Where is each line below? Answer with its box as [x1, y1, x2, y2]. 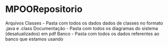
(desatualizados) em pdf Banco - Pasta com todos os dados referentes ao [5, 30, 159, 36]
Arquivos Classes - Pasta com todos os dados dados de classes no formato [5, 20, 163, 26]
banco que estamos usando [5, 36, 63, 42]
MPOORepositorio [5, 3, 82, 15]
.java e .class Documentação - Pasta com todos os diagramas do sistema [5, 25, 158, 31]
